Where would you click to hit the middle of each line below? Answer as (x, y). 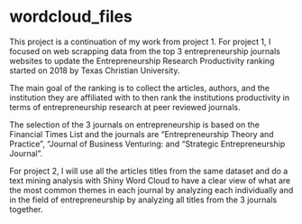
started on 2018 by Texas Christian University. (95, 70)
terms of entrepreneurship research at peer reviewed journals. (125, 107)
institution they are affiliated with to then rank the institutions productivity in (150, 98)
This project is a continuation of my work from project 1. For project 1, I (140, 42)
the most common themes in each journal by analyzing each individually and (151, 190)
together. (26, 209)
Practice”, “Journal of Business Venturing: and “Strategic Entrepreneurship (147, 144)
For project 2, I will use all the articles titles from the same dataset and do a (149, 171)
